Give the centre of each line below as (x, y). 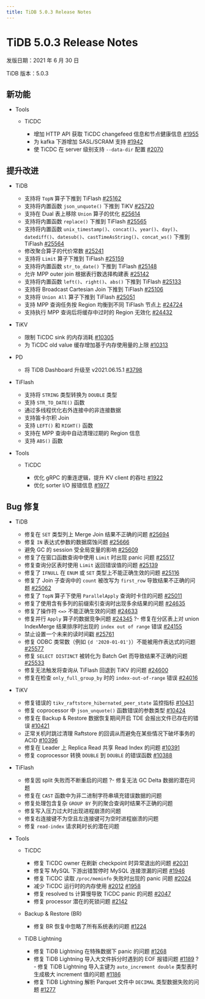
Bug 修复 (23, 507)
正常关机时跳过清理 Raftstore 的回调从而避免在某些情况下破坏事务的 (110, 733)
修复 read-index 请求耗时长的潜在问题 (72, 826)
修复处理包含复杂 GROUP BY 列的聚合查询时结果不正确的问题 (99, 803)
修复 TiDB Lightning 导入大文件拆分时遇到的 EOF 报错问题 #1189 (114, 959)
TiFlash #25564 (44, 244)
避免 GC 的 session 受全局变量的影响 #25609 (81, 550)
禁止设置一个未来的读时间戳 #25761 (69, 634)
